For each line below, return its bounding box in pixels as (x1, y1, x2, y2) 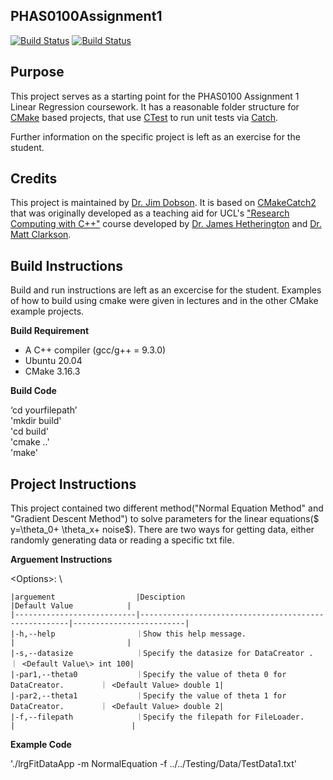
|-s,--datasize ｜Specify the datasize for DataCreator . (10, 649, 314, 659)
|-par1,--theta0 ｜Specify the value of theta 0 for (10, 670, 287, 680)
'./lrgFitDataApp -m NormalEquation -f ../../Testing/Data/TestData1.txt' (10, 758, 297, 770)
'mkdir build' (10, 415, 62, 427)
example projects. (10, 305, 85, 318)
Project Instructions (10, 475, 137, 493)
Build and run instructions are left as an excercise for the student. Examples (10, 284, 322, 296)
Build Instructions (10, 257, 124, 274)
